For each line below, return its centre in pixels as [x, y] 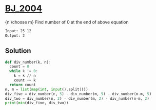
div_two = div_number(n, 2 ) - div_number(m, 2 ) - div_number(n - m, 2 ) [77, 98]
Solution [18, 51]
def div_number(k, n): [28, 62]
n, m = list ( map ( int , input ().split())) [47, 89]
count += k [25, 80]
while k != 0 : [24, 71]
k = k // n [25, 76]
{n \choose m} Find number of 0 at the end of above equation [67, 22]
